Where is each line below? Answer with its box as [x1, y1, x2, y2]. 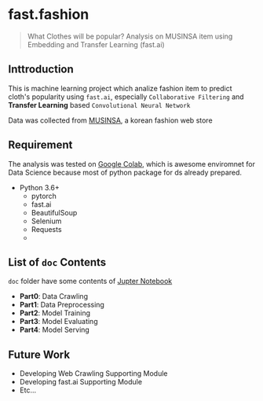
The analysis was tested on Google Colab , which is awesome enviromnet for [8, 159, 255, 168]
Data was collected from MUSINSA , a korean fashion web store [8, 116, 214, 125]
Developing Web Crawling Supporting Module [19, 369, 168, 378]
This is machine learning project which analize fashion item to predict [8, 83, 232, 93]
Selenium [31, 216, 62, 226]
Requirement [8, 138, 73, 152]
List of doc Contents [8, 256, 107, 269]
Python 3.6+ [19, 182, 60, 192]
